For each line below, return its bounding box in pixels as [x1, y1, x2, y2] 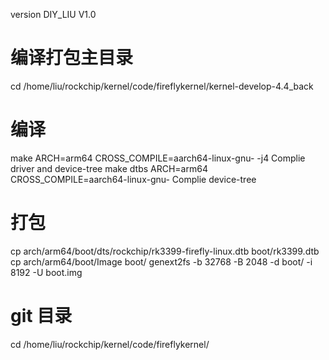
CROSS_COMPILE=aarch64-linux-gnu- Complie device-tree [10, 173, 257, 185]
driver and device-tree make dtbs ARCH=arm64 [10, 162, 208, 174]
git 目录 [10, 305, 73, 327]
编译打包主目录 [10, 47, 134, 69]
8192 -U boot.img [10, 266, 83, 278]
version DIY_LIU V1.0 [10, 9, 97, 20]
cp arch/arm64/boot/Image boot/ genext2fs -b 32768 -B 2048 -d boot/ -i [10, 255, 313, 268]
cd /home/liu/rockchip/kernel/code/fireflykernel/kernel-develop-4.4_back [10, 80, 314, 92]
